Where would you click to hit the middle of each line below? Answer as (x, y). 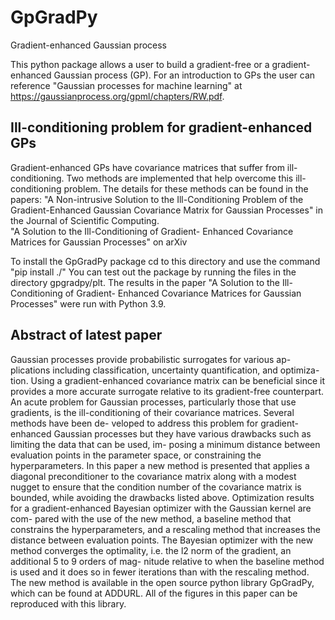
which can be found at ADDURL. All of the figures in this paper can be (154, 593)
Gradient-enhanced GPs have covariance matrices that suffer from (147, 167)
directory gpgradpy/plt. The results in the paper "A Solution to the (145, 282)
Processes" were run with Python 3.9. (88, 303)
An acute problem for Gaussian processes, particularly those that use (153, 402)
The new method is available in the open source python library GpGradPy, (162, 582)
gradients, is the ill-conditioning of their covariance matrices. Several (152, 412)
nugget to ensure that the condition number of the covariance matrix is (156, 487)
